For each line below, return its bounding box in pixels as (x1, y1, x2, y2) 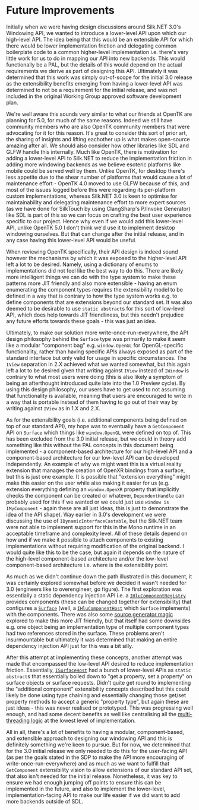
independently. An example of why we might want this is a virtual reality (6, 460, 182, 467)
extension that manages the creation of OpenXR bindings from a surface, (6, 467, 185, 474)
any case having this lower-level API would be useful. (6, 236, 137, 243)
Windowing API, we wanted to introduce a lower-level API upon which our (6, 29, 187, 36)
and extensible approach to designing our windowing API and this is (6, 735, 172, 742)
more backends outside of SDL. (6, 798, 84, 805)
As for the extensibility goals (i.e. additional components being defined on (6, 416, 187, 423)
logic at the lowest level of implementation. (30, 717, 136, 724)
